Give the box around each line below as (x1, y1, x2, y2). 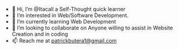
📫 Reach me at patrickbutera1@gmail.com (11, 37, 117, 44)
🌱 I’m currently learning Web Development (11, 18, 116, 25)
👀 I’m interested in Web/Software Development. (11, 12, 129, 19)
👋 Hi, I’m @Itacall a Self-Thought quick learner (11, 6, 126, 12)
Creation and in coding (11, 31, 69, 38)
